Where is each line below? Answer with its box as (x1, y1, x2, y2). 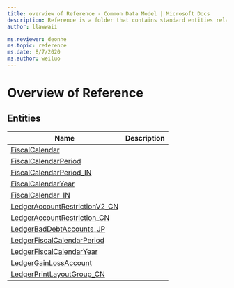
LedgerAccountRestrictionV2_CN (10, 201, 119, 211)
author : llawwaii (7, 23, 58, 30)
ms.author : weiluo (7, 55, 61, 63)
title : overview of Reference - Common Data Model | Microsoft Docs (7, 10, 210, 17)
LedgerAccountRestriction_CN (10, 213, 110, 223)
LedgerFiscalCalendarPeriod (10, 235, 104, 245)
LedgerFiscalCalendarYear (10, 246, 98, 256)
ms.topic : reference (7, 42, 68, 49)
